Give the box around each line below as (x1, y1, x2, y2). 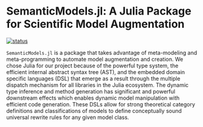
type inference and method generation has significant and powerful (6, 88, 176, 95)
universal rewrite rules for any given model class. (6, 114, 129, 121)
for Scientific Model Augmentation (6, 17, 185, 31)
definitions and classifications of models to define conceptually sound (6, 107, 182, 114)
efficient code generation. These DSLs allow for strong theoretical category (6, 100, 196, 108)
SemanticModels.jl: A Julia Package (6, 4, 191, 18)
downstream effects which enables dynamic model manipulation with (6, 94, 180, 101)
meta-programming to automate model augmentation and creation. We (6, 55, 184, 63)
